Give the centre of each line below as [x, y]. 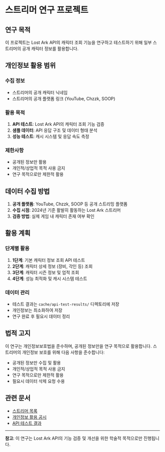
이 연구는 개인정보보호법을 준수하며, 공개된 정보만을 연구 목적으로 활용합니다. [79, 346]
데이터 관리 [17, 292]
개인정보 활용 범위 [30, 66]
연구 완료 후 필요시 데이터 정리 [41, 316]
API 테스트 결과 [27, 423]
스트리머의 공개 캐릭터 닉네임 [40, 92]
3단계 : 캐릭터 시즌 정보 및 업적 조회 [46, 272]
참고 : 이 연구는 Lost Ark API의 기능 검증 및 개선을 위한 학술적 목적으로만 [74, 438]
